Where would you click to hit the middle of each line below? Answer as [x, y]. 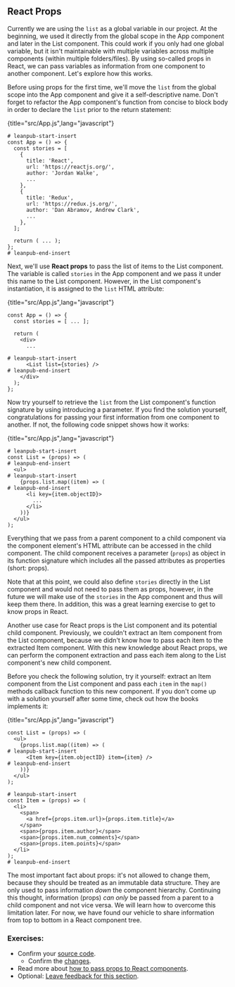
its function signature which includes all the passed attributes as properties [116, 560]
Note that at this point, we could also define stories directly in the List [109, 581]
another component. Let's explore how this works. [80, 73]
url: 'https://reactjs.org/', [70, 167]
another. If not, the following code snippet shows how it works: [99, 425]
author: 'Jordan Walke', [62, 173]
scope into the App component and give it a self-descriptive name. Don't [113, 94]
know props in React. [38, 611]
